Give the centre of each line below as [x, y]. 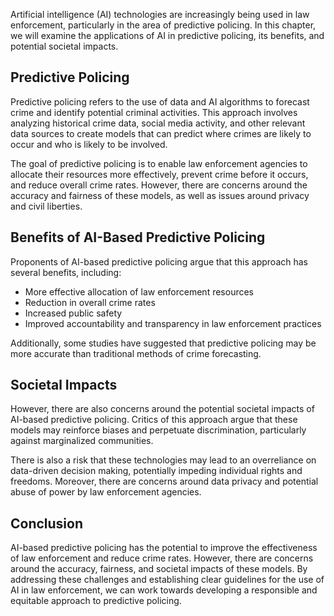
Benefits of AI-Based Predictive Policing [138, 237]
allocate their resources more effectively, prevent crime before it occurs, [159, 174]
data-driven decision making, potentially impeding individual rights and [156, 471]
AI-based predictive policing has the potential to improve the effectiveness [164, 548]
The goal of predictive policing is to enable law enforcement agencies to [159, 163]
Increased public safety [73, 313]
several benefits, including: [66, 272]
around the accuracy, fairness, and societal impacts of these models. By [159, 569]
